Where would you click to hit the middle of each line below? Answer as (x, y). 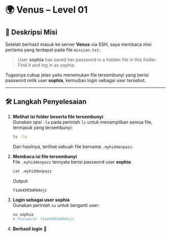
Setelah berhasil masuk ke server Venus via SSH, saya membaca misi (78, 44)
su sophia (23, 215)
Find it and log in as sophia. (46, 65)
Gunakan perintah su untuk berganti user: (56, 205)
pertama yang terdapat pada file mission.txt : (53, 50)
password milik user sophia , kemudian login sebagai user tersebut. (76, 80)
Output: (21, 181)
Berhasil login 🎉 (30, 229)
